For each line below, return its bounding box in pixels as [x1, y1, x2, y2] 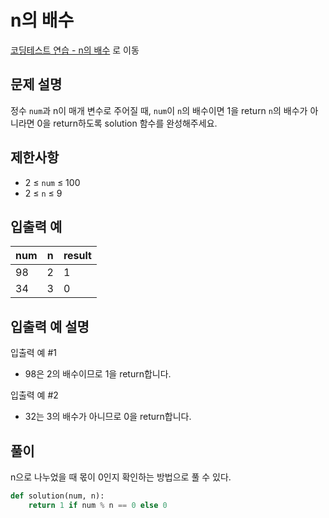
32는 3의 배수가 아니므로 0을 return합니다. [24, 411, 192, 423]
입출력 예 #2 [10, 389, 59, 401]
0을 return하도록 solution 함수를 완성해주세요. [36, 117, 218, 129]
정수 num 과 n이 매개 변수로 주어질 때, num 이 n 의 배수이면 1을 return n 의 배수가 [10, 104, 308, 116]
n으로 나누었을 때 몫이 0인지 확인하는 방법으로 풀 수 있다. [10, 471, 232, 483]
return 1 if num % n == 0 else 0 [28, 500, 168, 510]
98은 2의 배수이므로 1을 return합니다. [24, 368, 172, 380]
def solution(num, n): [10, 491, 105, 501]
